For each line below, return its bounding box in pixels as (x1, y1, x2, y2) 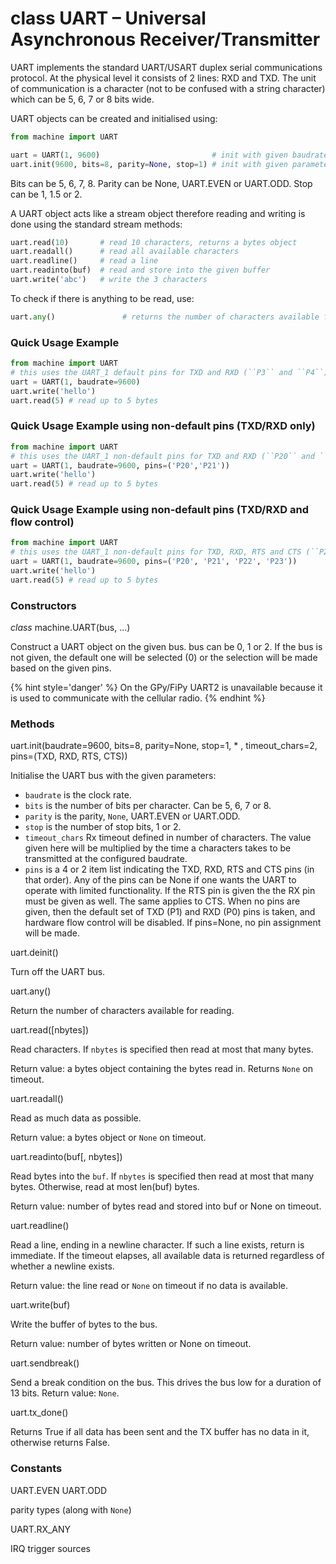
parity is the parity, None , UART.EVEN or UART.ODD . (24, 810, 241, 822)
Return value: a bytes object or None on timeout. (10, 1132, 207, 1144)
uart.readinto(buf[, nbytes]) (10, 1151, 123, 1163)
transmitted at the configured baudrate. (24, 853, 188, 865)
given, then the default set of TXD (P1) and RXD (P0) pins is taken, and (24, 906, 316, 918)
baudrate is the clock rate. (24, 789, 132, 801)
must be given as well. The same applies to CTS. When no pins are (24, 895, 301, 907)
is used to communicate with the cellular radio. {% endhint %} (10, 692, 266, 704)
